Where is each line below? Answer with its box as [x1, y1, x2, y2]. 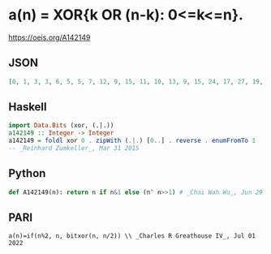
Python [8, 166, 46, 180]
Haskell [8, 100, 47, 114]
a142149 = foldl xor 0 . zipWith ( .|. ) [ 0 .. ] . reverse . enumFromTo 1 [8, 136, 256, 145]
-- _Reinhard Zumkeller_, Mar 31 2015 [8, 144, 140, 153]
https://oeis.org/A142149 [8, 32, 91, 42]
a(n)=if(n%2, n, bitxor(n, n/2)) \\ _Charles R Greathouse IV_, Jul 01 [8, 232, 256, 240]
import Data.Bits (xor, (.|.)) [8, 122, 114, 130]
